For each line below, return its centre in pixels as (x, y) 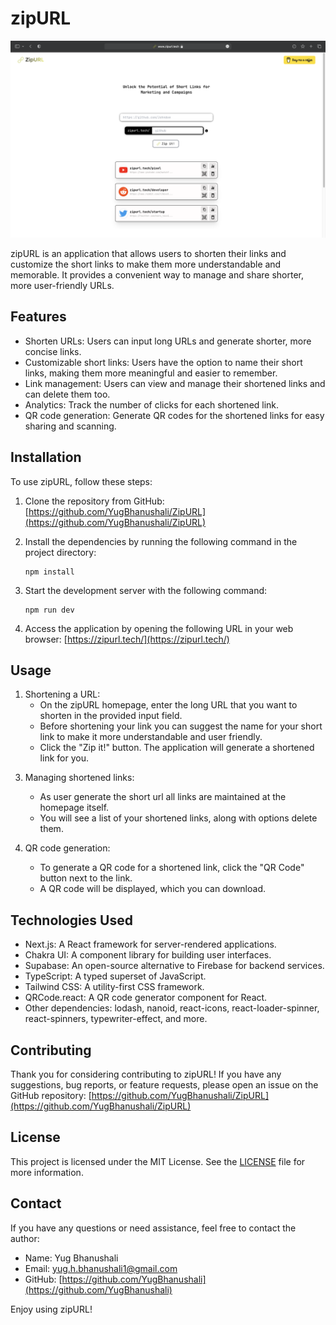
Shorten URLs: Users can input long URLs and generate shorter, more (168, 341)
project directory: (60, 552)
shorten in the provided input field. (111, 716)
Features (38, 317)
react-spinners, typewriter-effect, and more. (116, 1019)
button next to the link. (86, 878)
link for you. (64, 758)
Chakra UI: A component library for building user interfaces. (148, 955)
